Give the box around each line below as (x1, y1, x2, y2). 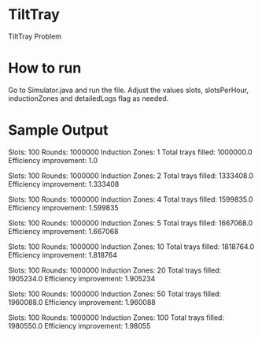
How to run (8, 59, 82, 77)
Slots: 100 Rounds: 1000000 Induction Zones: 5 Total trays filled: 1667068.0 (8, 218, 253, 228)
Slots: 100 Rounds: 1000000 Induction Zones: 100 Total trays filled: (8, 313, 224, 322)
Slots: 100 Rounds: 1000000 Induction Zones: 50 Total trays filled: (8, 289, 222, 299)
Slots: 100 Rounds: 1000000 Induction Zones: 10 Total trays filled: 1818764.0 (8, 242, 255, 251)
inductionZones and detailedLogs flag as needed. (8, 93, 169, 103)
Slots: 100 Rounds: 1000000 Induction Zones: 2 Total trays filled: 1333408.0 (8, 171, 254, 180)
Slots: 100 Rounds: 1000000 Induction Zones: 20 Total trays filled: (8, 266, 222, 275)
